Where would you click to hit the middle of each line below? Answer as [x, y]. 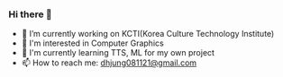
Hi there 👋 [31, 14]
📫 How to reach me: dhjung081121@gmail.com [109, 63]
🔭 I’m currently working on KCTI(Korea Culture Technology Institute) [148, 34]
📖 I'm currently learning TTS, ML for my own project [118, 53]
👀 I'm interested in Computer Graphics [92, 43]
